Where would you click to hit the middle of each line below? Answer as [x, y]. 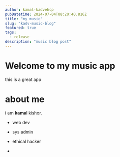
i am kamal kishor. [24, 113]
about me [25, 99]
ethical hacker [27, 141]
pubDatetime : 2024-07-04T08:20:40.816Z [46, 14]
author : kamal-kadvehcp [30, 10]
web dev [21, 122]
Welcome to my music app [60, 65]
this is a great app [23, 79]
